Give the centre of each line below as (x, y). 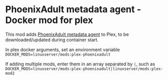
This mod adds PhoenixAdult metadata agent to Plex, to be (67, 34)
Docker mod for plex (49, 20)
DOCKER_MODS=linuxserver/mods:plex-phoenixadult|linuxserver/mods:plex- (84, 69)
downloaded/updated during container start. (52, 40)
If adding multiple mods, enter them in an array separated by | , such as (80, 64)
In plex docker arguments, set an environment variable (63, 49)
